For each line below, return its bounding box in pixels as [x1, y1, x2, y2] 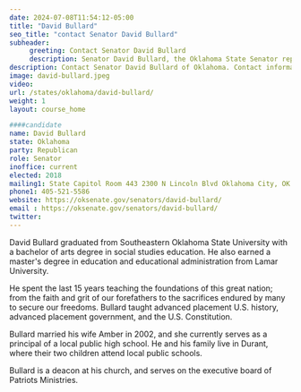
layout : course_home [9, 105, 87, 114]
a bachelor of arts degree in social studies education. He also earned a [9, 246, 271, 257]
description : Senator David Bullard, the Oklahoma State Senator [29, 55, 279, 64]
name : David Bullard [9, 129, 87, 139]
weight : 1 [9, 96, 47, 106]
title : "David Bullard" [9, 21, 99, 30]
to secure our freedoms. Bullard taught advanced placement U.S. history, [9, 302, 279, 312]
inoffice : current [9, 162, 78, 171]
